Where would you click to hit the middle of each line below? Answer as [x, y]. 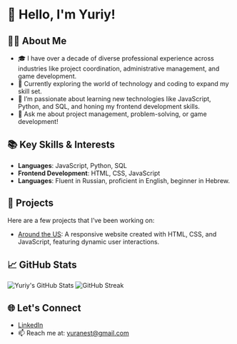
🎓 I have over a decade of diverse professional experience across [116, 58]
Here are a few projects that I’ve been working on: [81, 220]
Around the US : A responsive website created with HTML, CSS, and [117, 234]
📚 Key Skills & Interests [61, 145]
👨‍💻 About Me [37, 41]
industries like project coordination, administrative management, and [118, 68]
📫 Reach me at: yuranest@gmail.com [74, 333]
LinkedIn [30, 325]
